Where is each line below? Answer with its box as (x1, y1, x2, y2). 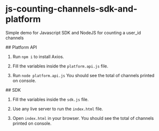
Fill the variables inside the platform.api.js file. (12, 63, 109, 69)
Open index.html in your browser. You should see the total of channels (12, 115, 154, 121)
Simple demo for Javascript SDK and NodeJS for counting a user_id (5, 30, 141, 35)
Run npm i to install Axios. (12, 53, 64, 59)
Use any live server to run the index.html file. (12, 106, 103, 112)
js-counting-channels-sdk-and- (5, 3, 138, 15)
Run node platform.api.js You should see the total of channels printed (12, 72, 155, 78)
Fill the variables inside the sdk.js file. (12, 96, 89, 102)
